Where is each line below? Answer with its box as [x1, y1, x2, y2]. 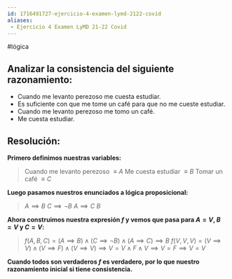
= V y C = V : [7, 223, 45, 231]
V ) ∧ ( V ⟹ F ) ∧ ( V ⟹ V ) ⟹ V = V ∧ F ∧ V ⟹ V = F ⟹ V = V [24, 244, 206, 252]
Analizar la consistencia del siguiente [7, 62, 175, 74]
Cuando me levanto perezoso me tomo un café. [17, 107, 156, 116]
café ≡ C [24, 175, 52, 183]
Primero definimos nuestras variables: [7, 154, 121, 162]
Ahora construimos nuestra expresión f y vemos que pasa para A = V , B [7, 215, 221, 224]
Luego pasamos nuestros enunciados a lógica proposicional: [7, 189, 189, 196]
